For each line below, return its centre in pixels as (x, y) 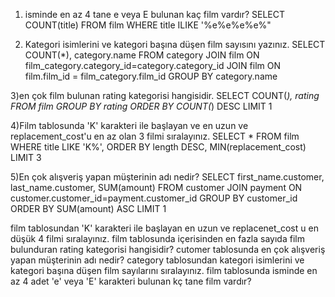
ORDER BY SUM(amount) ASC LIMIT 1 (88, 208)
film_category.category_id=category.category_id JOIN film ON (152, 65)
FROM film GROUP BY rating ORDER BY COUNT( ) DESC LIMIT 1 (141, 106)
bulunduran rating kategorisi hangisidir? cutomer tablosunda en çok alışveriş (168, 249)
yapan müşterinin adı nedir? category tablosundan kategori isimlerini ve (157, 260)
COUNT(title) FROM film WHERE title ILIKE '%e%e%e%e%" (148, 25)
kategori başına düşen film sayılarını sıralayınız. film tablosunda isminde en (164, 270)
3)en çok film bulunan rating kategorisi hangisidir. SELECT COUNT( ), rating (165, 95)
